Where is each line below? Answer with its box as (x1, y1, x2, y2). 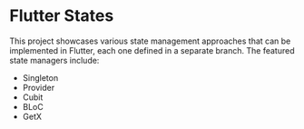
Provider (22, 82, 55, 93)
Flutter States (9, 5, 114, 26)
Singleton (22, 72, 59, 83)
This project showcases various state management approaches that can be (9, 35, 291, 46)
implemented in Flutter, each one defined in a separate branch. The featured (9, 45, 295, 55)
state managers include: (9, 55, 100, 65)
